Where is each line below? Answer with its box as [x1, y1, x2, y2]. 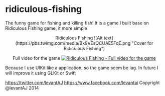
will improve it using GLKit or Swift [5, 70, 76, 76]
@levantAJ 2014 [5, 85, 39, 91]
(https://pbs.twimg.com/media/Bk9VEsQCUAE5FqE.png [15, 40, 131, 46]
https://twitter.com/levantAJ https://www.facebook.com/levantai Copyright [5, 80, 160, 86]
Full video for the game [12, 55, 61, 61]
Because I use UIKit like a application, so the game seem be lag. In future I [5, 65, 158, 71]
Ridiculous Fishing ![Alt [55, 35, 103, 41]
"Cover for [131, 40, 153, 46]
